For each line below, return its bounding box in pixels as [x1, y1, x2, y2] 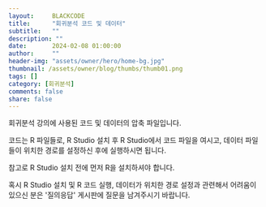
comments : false [8, 87, 63, 96]
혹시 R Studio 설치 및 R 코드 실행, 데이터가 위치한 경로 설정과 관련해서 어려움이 [8, 180, 257, 190]
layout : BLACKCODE [8, 11, 85, 20]
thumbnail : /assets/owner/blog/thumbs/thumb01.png [8, 65, 183, 73]
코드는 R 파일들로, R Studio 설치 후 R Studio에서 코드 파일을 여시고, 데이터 [8, 136, 243, 145]
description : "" [8, 34, 63, 43]
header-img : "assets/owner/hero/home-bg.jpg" [8, 58, 165, 66]
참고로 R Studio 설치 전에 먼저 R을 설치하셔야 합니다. [8, 163, 175, 173]
